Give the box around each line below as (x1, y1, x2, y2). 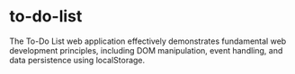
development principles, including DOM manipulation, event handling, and (9, 45, 283, 55)
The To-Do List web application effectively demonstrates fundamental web (9, 36, 287, 46)
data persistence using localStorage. (9, 54, 146, 65)
